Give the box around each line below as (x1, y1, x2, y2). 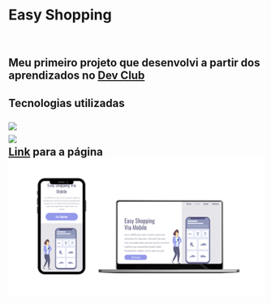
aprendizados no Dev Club (8, 69, 145, 83)
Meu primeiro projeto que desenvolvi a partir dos (8, 56, 260, 70)
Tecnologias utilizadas (8, 96, 125, 110)
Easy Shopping (8, 6, 112, 24)
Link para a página (8, 144, 103, 159)
